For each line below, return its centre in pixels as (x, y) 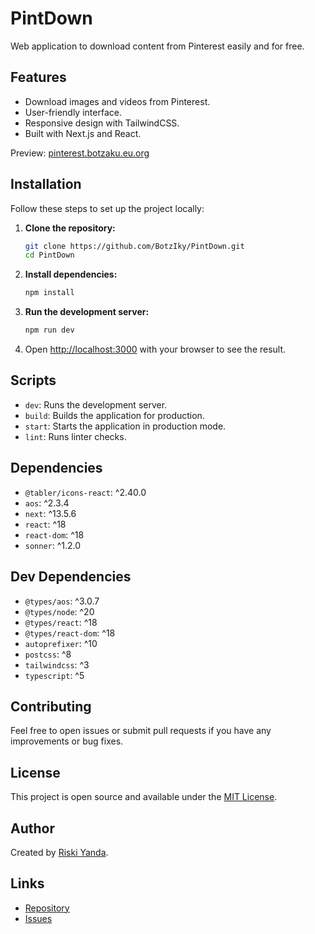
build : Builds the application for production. (114, 415)
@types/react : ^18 (61, 622)
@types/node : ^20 (59, 611)
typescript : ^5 (54, 675)
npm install (49, 293)
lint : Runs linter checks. (75, 436)
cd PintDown (49, 255)
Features (38, 77)
